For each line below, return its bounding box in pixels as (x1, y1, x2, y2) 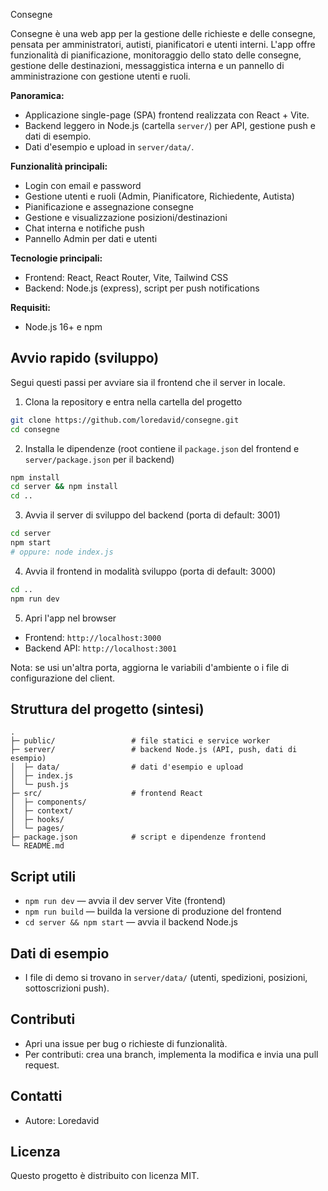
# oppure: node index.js (10, 547, 114, 557)
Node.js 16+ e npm (24, 321, 103, 333)
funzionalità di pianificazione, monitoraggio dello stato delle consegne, (10, 49, 302, 61)
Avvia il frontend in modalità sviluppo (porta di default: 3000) (24, 565, 277, 577)
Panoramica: (10, 90, 65, 101)
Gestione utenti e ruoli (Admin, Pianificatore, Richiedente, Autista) (24, 190, 295, 202)
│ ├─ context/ (10, 806, 74, 816)
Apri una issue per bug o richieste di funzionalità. (24, 1037, 228, 1049)
